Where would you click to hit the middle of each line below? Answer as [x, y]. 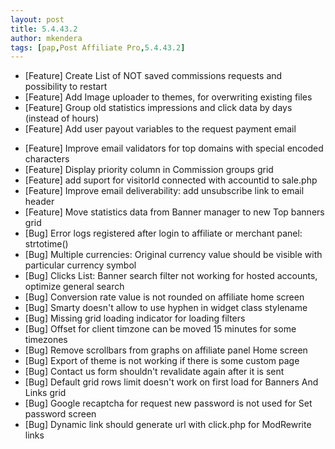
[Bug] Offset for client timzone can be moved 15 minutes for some [160, 329]
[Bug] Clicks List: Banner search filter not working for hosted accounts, [171, 276]
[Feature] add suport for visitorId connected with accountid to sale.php [171, 180]
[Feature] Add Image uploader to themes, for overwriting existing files [168, 97]
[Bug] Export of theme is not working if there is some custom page [162, 361]
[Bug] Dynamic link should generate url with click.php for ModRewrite [168, 425]
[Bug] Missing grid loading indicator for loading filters [135, 318]
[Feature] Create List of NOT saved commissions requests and [153, 76]
